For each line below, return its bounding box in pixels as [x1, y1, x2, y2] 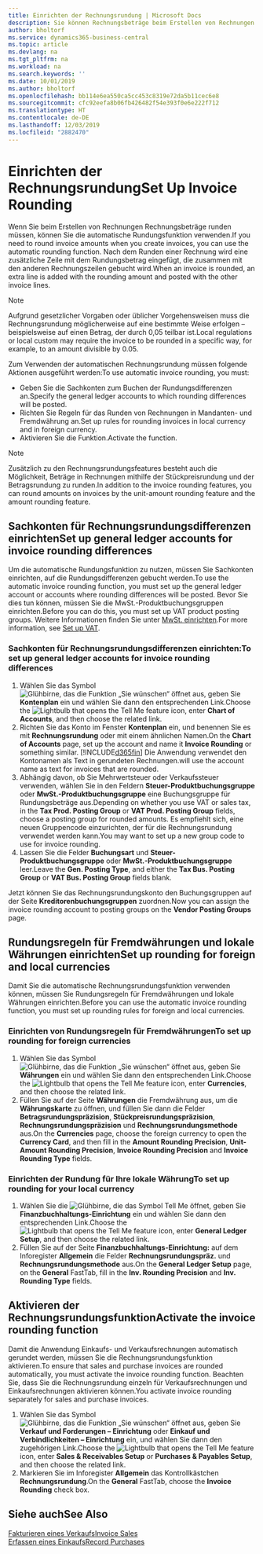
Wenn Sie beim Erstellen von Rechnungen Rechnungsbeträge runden [8, 222, 232, 231]
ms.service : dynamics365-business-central [8, 33, 149, 42]
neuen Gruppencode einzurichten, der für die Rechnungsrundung [19, 822, 232, 832]
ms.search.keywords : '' [8, 70, 86, 78]
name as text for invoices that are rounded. [19, 764, 159, 773]
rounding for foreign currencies [8, 1035, 131, 1046]
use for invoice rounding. [19, 839, 100, 849]
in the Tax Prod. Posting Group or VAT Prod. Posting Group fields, [19, 806, 236, 815]
